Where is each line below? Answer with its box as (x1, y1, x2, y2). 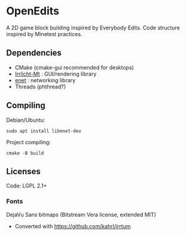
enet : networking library (14, 76, 76, 83)
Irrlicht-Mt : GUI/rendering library (14, 70, 97, 77)
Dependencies (6, 48, 62, 58)
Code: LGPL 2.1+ (6, 182, 47, 190)
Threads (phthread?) (14, 83, 66, 90)
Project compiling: (6, 138, 51, 145)
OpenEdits (6, 4, 60, 18)
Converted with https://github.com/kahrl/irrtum (14, 222, 131, 229)
